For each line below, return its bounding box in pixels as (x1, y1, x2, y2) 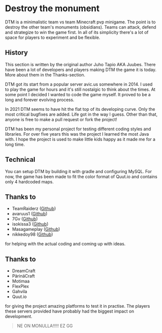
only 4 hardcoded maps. (5, 178, 54, 185)
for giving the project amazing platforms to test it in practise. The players (5, 303, 150, 309)
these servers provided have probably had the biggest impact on (5, 308, 134, 314)
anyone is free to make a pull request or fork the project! (5, 116, 118, 122)
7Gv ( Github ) (12, 216, 38, 222)
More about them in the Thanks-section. (5, 71, 86, 78)
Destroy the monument (5, 3, 100, 14)
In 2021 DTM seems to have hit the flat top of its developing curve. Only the (5, 106, 156, 112)
